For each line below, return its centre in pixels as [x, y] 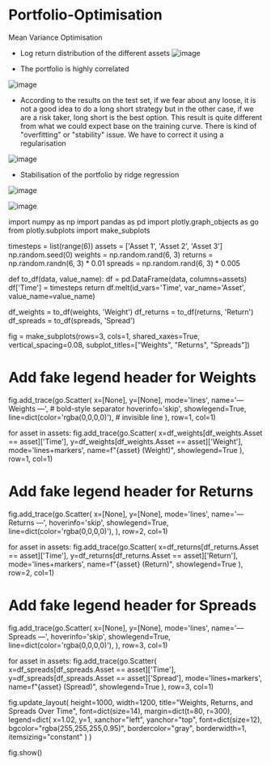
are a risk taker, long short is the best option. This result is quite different [141, 117]
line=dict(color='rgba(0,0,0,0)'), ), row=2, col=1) [88, 531]
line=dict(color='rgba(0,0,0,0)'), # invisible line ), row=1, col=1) [112, 417]
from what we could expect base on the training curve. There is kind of [138, 126]
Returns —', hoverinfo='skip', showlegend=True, [89, 522]
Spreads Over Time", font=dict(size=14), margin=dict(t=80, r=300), [121, 711]
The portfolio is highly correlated [74, 68]
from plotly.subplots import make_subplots [79, 230]
